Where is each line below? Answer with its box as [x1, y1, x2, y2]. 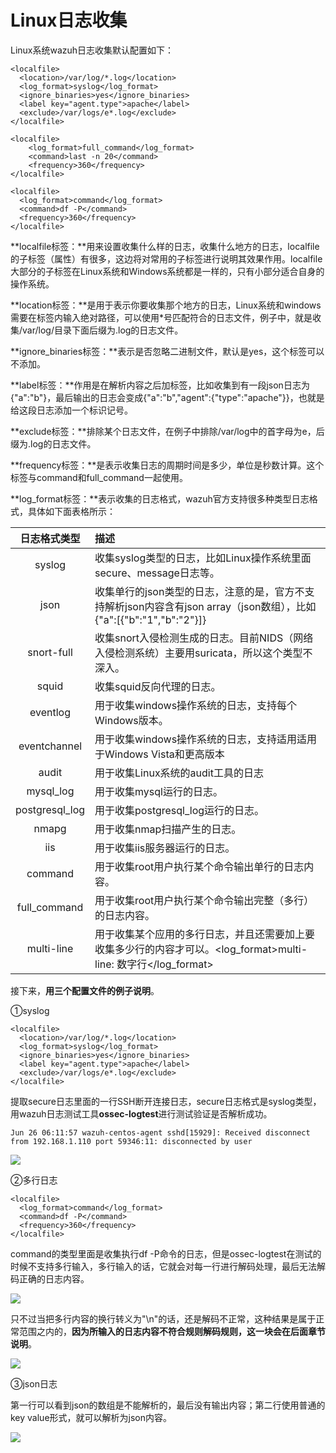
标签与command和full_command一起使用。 [10, 471, 188, 483]
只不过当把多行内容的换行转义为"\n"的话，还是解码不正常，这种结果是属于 [10, 1312, 317, 1325]
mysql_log [26, 784, 75, 798]
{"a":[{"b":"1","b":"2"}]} [94, 612, 207, 626]
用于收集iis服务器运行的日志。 [94, 841, 236, 855]
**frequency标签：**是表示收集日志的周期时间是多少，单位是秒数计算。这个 [10, 459, 325, 471]
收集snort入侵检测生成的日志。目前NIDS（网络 [94, 631, 314, 645]
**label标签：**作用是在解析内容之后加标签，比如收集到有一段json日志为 [10, 379, 310, 391]
